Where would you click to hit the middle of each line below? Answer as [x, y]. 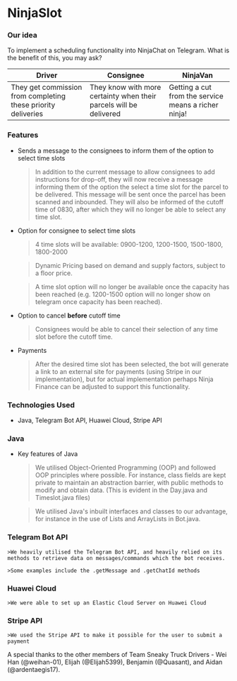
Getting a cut [190, 88]
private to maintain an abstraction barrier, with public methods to [129, 483]
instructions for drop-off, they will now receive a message [119, 179]
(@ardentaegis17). [34, 670]
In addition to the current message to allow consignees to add [125, 172]
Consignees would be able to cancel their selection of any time [127, 329]
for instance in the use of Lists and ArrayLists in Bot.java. [118, 519]
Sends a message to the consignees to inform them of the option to [115, 151]
